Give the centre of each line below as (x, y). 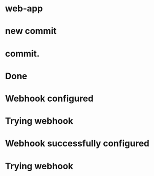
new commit (31, 31)
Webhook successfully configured (77, 144)
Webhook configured (49, 98)
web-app (24, 9)
